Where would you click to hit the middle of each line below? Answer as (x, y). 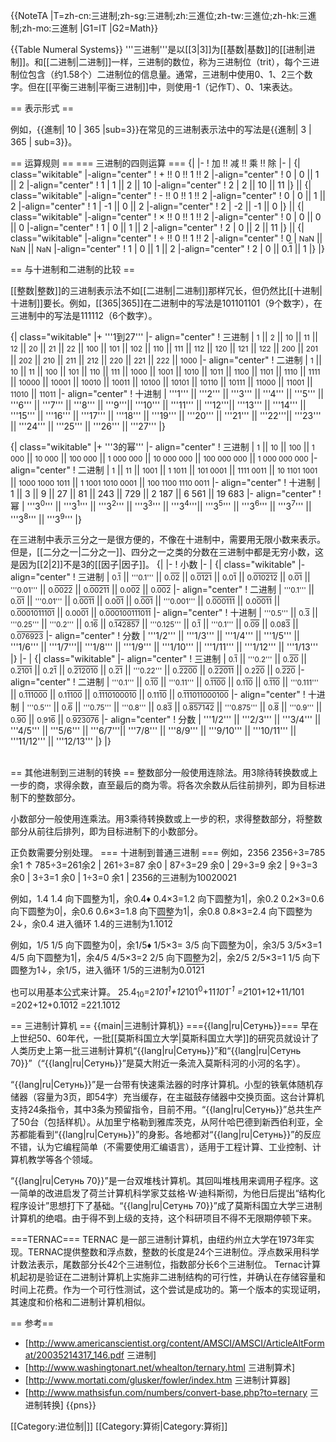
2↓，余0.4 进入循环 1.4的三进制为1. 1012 (91, 924)
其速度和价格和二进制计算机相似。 (80, 1301)
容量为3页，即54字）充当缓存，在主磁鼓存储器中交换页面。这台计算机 (180, 1096)
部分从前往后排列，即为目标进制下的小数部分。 (106, 831)
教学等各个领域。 (62, 1159)
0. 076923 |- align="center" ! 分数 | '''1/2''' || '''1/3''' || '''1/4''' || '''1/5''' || (155, 636)
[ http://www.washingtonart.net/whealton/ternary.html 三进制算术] (159, 1367)
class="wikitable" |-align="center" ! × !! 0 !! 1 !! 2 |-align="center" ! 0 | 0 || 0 (166, 217)
